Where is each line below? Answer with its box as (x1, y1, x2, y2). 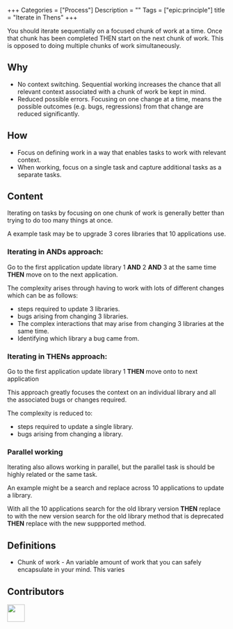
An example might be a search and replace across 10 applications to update (7, 484, 225, 492)
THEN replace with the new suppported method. (7, 519, 146, 528)
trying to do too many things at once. (7, 216, 113, 224)
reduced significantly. (17, 109, 80, 117)
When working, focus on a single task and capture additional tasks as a (17, 163, 222, 171)
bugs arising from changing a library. (17, 430, 123, 439)
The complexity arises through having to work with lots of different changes (7, 284, 225, 292)
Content (7, 190, 44, 202)
